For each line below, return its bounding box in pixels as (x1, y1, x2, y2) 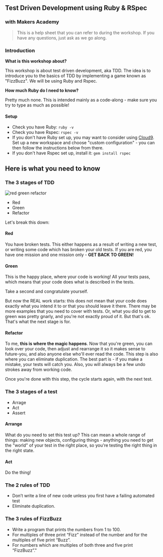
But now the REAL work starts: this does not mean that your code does (5, 298, 147, 304)
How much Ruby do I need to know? (5, 87, 79, 93)
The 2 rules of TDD (5, 482, 50, 489)
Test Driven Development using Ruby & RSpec (5, 4, 147, 12)
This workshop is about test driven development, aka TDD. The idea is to (5, 67, 151, 73)
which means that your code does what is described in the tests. (5, 279, 135, 285)
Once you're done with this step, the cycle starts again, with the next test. (5, 376, 153, 382)
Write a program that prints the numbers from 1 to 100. (12, 526, 121, 532)
